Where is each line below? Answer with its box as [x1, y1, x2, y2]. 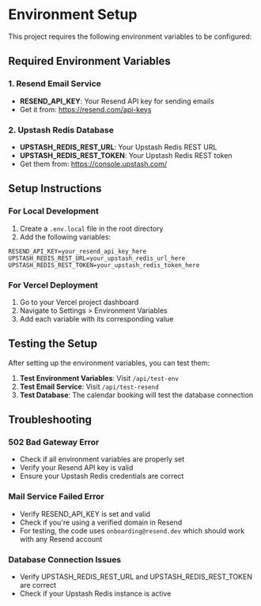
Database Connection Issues [8, 554, 122, 565]
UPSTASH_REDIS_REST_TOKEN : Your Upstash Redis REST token [19, 150, 233, 160]
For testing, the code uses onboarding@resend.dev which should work [19, 525, 245, 535]
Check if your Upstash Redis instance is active [19, 589, 172, 598]
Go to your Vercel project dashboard [19, 297, 139, 307]
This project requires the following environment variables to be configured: [8, 32, 252, 41]
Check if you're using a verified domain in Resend [19, 518, 183, 527]
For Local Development [8, 205, 99, 216]
